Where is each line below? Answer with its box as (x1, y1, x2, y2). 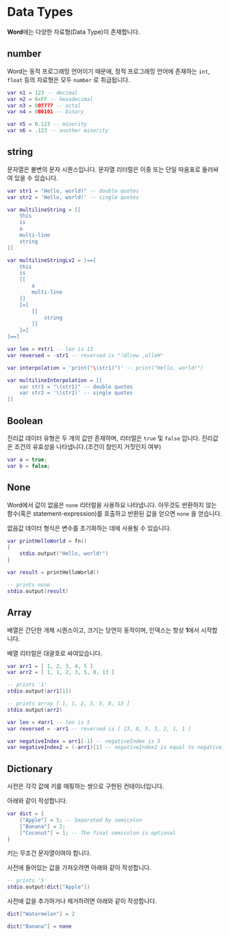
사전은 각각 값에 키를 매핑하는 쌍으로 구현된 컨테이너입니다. (7, 782, 164, 791)
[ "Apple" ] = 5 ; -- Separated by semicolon (19, 817, 142, 824)
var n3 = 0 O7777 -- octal (7, 102, 81, 109)
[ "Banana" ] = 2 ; (19, 823, 66, 830)
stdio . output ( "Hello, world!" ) (19, 550, 109, 557)
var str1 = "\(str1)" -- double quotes (19, 383, 133, 390)
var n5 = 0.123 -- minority (7, 121, 88, 128)
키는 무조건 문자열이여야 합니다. (7, 849, 92, 857)
